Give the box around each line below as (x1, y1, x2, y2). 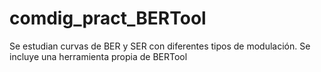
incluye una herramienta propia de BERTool (9, 50, 188, 62)
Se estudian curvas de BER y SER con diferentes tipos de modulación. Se (9, 40, 311, 52)
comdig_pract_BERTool (9, 7, 207, 30)
